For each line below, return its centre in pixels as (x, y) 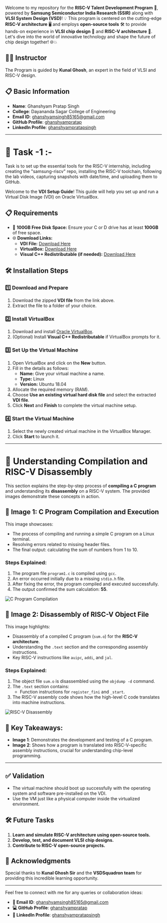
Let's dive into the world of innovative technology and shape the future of (80, 37)
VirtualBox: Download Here (48, 249)
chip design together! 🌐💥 (31, 42)
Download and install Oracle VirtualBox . (53, 332)
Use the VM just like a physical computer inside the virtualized (76, 798)
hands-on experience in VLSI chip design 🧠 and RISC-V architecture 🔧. (79, 31)
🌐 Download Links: (32, 238)
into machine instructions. (39, 703)
